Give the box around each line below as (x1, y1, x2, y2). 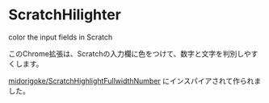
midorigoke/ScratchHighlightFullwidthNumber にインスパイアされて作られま (8, 76, 262, 85)
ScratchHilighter (8, 6, 121, 24)
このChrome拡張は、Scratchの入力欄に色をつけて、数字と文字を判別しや (8, 48, 252, 58)
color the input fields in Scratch (8, 32, 113, 42)
